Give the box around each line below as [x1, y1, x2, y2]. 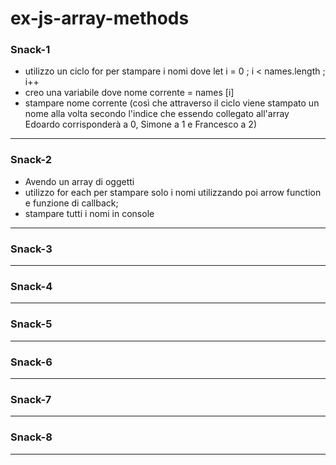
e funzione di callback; [24, 197, 119, 209]
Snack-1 [10, 43, 51, 57]
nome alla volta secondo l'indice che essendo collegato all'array [24, 108, 290, 120]
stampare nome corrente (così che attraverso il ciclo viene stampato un [24, 97, 320, 109]
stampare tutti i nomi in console [24, 207, 155, 219]
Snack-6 [10, 355, 53, 369]
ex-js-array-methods [10, 7, 190, 30]
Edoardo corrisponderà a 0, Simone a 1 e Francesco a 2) [24, 118, 257, 131]
